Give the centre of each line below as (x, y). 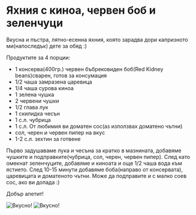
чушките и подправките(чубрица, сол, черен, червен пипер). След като (98, 156)
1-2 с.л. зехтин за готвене (48, 139)
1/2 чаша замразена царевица (53, 82)
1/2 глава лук (31, 107)
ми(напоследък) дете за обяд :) (46, 46)
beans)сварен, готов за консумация (61, 75)
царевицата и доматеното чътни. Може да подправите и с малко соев (97, 176)
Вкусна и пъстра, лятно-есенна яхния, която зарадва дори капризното (97, 39)
